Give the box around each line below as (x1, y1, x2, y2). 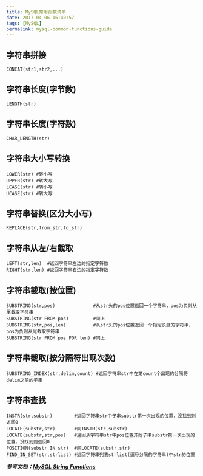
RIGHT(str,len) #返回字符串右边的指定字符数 (6, 267, 109, 274)
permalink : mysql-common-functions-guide (6, 26, 113, 32)
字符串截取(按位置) (6, 285, 76, 295)
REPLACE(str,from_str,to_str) (6, 225, 83, 231)
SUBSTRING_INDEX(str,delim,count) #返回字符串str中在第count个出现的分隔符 (6, 370, 188, 377)
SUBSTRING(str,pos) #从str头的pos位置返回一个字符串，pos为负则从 (6, 302, 197, 309)
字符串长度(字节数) (6, 85, 76, 95)
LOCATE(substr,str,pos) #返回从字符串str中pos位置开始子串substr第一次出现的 (6, 432, 195, 438)
